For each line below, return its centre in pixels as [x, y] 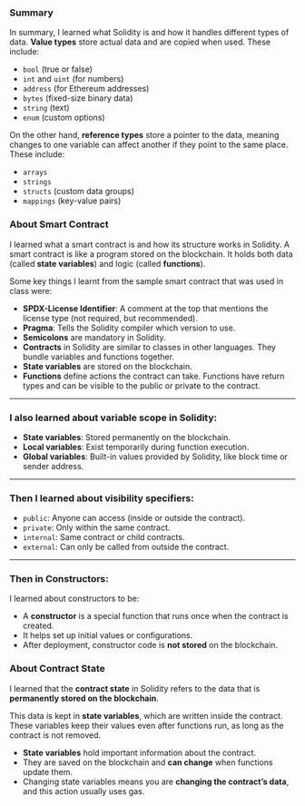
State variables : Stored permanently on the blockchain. [127, 437]
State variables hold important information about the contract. [139, 752]
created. [38, 626]
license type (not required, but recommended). [110, 318]
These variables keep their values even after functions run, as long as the [147, 725]
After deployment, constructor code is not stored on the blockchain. [150, 645]
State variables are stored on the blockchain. [107, 366]
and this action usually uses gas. [84, 791]
